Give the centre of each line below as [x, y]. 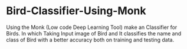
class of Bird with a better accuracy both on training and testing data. [90, 40]
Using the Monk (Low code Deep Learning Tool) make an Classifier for [92, 27]
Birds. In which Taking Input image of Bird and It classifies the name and [94, 33]
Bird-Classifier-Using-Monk [76, 11]
